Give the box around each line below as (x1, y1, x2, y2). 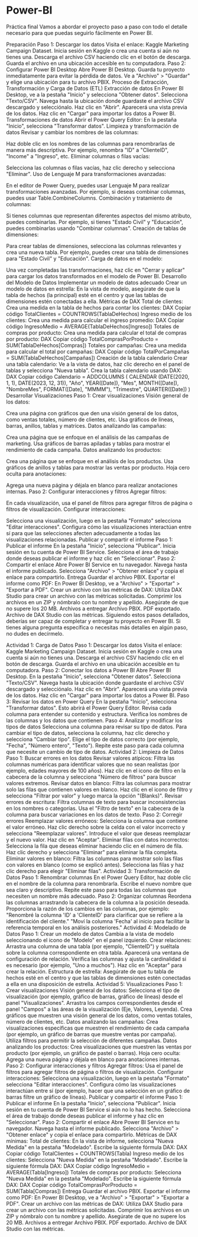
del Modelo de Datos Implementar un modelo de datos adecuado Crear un (6, 279, 187, 286)
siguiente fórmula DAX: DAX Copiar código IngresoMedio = (6, 1162, 150, 1170)
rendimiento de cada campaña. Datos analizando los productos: (6, 446, 162, 453)
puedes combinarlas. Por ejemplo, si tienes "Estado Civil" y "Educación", (6, 218, 183, 225)
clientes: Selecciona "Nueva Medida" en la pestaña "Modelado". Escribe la (6, 1156, 188, 1163)
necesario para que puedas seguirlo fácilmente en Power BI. (6, 29, 154, 36)
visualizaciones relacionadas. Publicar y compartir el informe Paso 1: (6, 536, 173, 543)
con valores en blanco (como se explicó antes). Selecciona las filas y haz (6, 861, 184, 868)
